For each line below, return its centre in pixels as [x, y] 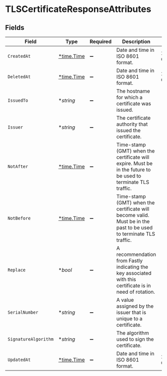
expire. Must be [134, 163]
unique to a [129, 319]
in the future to [133, 170]
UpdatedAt [19, 360]
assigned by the [135, 306]
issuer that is [131, 312]
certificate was [134, 103]
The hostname [133, 91]
